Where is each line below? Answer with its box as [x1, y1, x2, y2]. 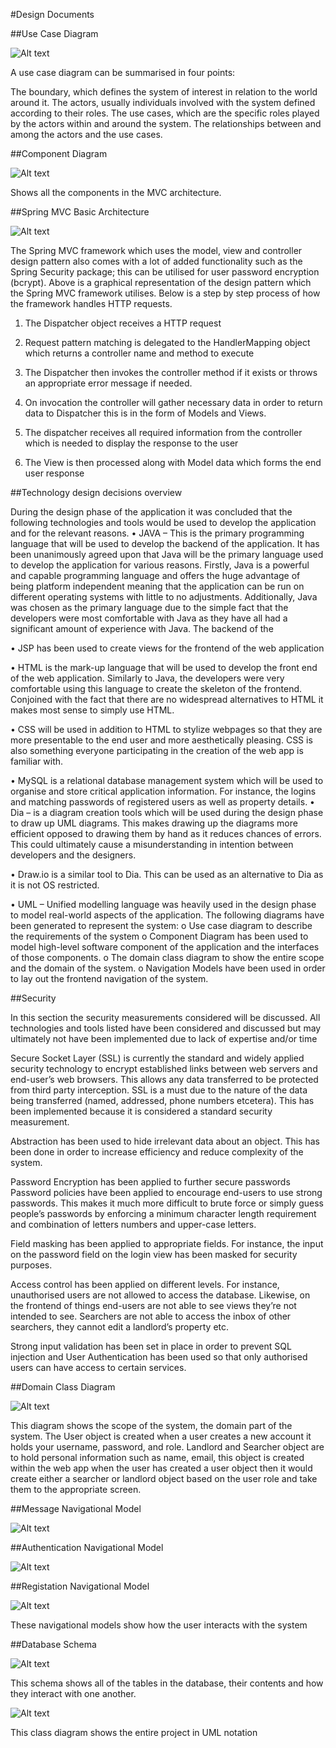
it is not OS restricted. [10, 879, 100, 891]
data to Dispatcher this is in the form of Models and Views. [24, 407, 267, 419]
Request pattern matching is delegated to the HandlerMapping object [24, 337, 311, 348]
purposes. [10, 1259, 53, 1271]
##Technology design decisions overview [10, 487, 183, 498]
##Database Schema [10, 1639, 97, 1650]
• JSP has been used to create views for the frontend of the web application [10, 642, 325, 654]
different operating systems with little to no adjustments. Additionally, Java [10, 591, 318, 603]
